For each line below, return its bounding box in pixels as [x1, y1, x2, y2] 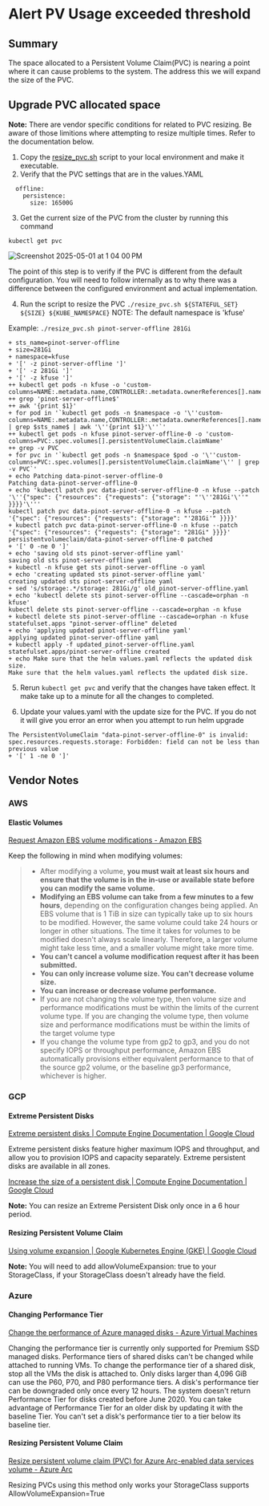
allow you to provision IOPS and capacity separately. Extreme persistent [8, 1153, 246, 1163]
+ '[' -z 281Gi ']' [8, 367, 74, 375]
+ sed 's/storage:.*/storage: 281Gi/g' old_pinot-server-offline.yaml [8, 584, 249, 592]
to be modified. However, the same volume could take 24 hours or [39, 918, 259, 928]
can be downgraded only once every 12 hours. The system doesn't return [8, 1386, 251, 1395]
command [19, 221, 54, 231]
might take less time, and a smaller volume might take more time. [39, 944, 255, 953]
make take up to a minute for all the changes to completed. [19, 691, 215, 700]
